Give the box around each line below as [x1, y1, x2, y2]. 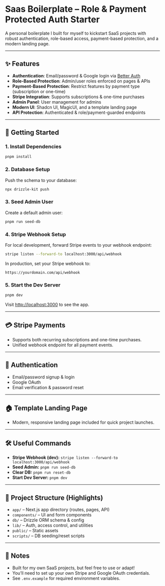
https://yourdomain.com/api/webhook [5, 270, 80, 275]
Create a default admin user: [5, 210, 63, 216]
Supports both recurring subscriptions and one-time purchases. [12, 336, 142, 342]
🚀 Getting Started [5, 128, 59, 137]
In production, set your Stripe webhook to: [5, 260, 91, 266]
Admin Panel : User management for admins [12, 99, 102, 105]
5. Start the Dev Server [5, 281, 60, 288]
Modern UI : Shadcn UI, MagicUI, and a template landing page [12, 104, 137, 110]
